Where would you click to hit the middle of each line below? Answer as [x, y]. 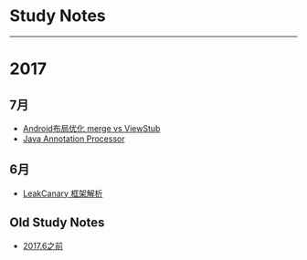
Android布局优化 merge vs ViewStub [91, 128]
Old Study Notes [57, 223]
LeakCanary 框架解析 [63, 193]
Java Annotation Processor [74, 139]
